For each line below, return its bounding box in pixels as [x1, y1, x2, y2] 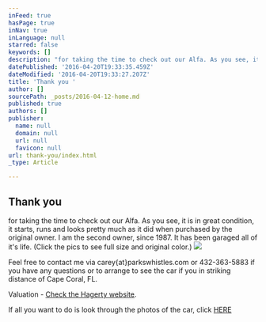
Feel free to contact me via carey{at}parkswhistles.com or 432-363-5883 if [8, 257, 256, 267]
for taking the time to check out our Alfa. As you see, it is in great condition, [8, 215, 255, 225]
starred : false [8, 41, 59, 49]
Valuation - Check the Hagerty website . [8, 290, 137, 299]
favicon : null [15, 144, 62, 152]
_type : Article [8, 159, 59, 167]
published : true [8, 100, 62, 108]
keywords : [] [8, 48, 51, 56]
